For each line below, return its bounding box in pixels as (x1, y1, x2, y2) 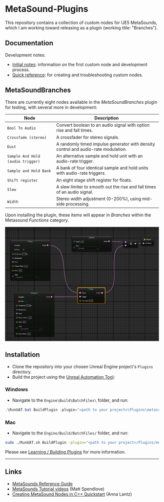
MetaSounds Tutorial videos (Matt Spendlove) (12, 486, 105, 492)
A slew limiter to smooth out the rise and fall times (56, 183, 156, 189)
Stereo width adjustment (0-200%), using (56, 196, 142, 202)
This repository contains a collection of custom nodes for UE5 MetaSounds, (5, 20, 158, 25)
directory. (12, 368, 32, 375)
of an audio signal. (56, 189, 93, 195)
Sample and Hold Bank (7, 168, 51, 173)
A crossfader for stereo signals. (56, 134, 120, 140)
